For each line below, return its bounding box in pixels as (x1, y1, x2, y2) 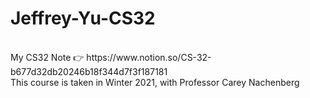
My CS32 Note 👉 (10, 51, 85, 63)
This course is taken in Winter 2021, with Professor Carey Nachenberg (10, 76, 300, 88)
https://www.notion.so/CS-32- (86, 51, 212, 63)
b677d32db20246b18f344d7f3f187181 (10, 65, 168, 77)
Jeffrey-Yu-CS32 (10, 7, 156, 30)
